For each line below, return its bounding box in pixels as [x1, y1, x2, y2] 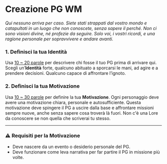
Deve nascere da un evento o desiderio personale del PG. [12, 144, 131, 150]
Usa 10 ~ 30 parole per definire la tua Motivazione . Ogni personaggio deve [5, 94, 159, 100]
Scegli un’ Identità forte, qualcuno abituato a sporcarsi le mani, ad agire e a [5, 65, 158, 71]
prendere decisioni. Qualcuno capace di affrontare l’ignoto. [5, 70, 126, 76]
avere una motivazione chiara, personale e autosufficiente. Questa [5, 99, 141, 105]
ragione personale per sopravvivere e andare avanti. [5, 36, 113, 42]
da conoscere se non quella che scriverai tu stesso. [5, 115, 111, 121]
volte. [12, 154, 24, 160]
